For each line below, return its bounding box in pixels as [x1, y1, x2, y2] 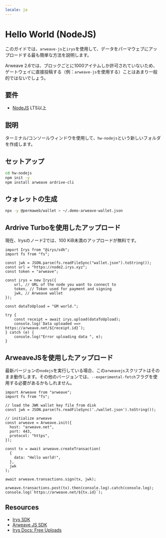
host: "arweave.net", [9, 424, 55, 430]
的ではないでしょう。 [5, 75, 49, 81]
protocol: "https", [9, 433, 50, 438]
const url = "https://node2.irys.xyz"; [5, 265, 88, 270]
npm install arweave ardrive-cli [5, 180, 74, 185]
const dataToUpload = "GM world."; [5, 304, 79, 309]
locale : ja [5, 7, 28, 12]
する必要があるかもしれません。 [9, 380, 75, 385]
